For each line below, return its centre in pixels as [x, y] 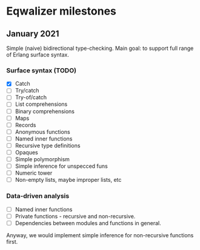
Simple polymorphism [42, 159]
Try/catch [27, 91]
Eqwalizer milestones [62, 11]
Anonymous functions [43, 131]
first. [12, 241]
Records [25, 125]
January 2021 [33, 34]
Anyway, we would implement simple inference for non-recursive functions [100, 235]
